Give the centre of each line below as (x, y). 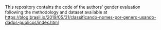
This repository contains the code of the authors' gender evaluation (73, 7)
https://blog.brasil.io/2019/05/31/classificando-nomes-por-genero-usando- (81, 17)
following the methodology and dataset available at (56, 12)
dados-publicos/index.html (32, 22)
